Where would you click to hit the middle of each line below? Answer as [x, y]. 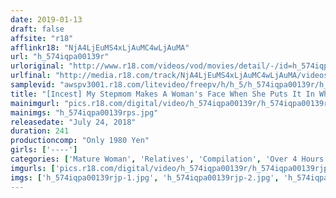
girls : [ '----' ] [44, 150]
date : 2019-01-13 [46, 19]
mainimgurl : [35, 103]
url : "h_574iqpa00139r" [60, 57]
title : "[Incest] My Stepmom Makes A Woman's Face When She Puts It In [162, 94]
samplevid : [33, 85]
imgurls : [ [33, 168]
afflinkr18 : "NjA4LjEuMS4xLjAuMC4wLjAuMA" [100, 47]
